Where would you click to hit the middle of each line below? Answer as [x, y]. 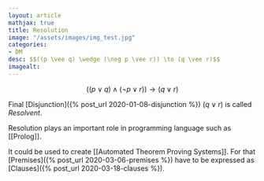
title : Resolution [38, 30]
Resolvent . [25, 113]
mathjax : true [32, 23]
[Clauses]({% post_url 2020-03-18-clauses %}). [87, 168]
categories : [28, 45]
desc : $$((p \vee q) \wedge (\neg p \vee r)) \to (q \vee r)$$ [114, 60]
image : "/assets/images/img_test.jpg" [72, 37]
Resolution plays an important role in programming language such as [120, 127]
